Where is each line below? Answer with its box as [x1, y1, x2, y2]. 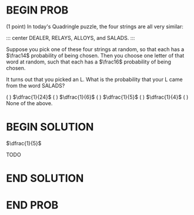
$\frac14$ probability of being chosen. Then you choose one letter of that [6, 52, 185, 59]
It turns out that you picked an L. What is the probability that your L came [6, 76, 183, 83]
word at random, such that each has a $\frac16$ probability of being [6, 58, 172, 65]
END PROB [6, 199, 59, 212]
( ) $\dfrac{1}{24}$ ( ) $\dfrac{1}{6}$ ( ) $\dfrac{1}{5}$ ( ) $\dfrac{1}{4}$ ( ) [6, 93, 189, 100]
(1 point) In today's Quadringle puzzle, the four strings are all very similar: [6, 23, 184, 30]
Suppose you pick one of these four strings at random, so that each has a [6, 45, 185, 53]
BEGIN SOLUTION [6, 120, 94, 134]
